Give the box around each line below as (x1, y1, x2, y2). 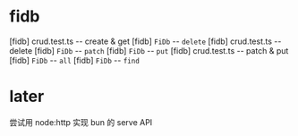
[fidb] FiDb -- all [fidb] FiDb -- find (9, 55, 140, 65)
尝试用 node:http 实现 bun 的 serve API (9, 116, 153, 127)
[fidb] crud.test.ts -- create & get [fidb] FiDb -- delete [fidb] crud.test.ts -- (9, 36, 282, 47)
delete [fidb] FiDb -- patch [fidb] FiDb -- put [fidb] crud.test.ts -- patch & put (9, 45, 289, 55)
